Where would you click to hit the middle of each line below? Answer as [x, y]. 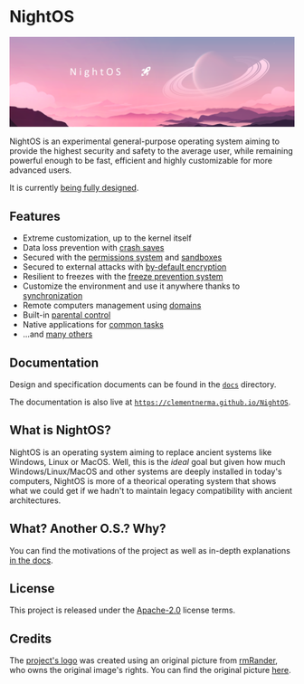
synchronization [52, 296]
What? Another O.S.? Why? [88, 529]
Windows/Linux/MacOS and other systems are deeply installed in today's [146, 471]
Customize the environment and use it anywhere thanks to [131, 286]
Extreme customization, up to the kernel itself [107, 238]
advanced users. [41, 170]
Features [35, 216]
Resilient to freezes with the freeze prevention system [123, 277]
